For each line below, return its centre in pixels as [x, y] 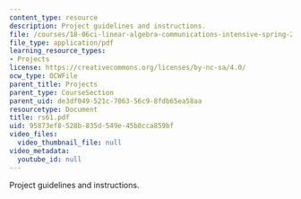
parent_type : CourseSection [62, 92]
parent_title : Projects [54, 84]
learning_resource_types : [57, 51]
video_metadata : [39, 151]
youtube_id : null [50, 159]
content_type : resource [54, 17]
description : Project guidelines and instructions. [107, 26]
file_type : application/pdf [62, 43]
